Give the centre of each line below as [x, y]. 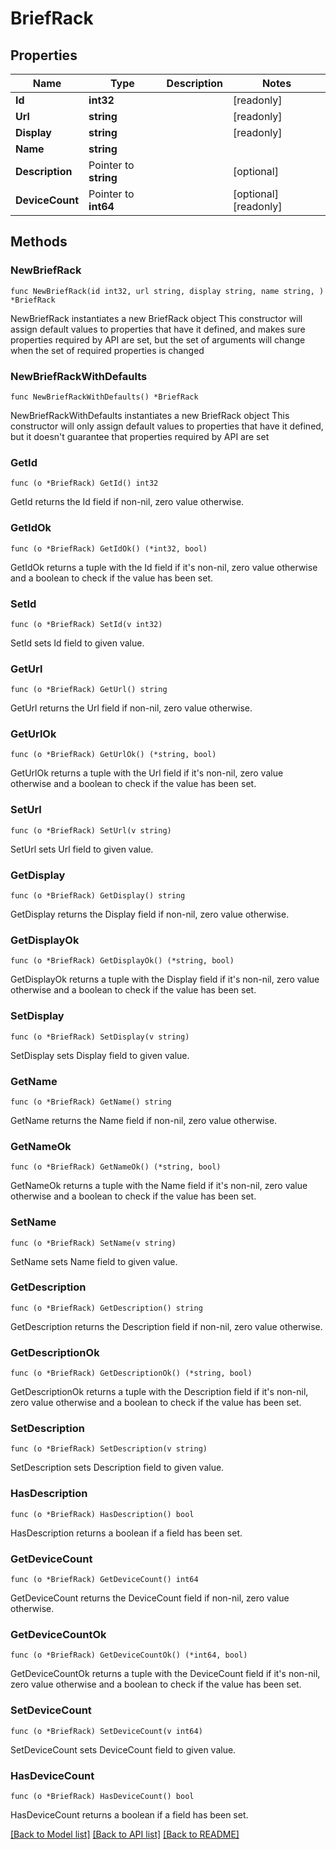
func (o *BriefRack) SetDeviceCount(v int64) [106, 1731]
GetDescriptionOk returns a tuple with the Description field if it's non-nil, [159, 1392]
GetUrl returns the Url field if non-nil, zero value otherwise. [131, 708]
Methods [39, 242]
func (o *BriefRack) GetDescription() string [106, 1308]
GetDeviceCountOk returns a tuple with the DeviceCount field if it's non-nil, [165, 1674]
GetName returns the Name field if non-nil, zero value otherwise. [144, 1120]
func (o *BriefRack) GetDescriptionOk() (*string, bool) [131, 1373]
